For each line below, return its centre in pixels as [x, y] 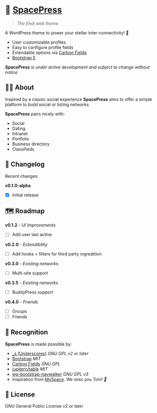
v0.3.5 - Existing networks [32, 283]
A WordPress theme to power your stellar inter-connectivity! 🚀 [67, 33]
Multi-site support [30, 273]
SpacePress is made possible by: [39, 344]
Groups [19, 311]
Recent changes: [22, 176]
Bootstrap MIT [26, 359]
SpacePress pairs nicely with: [35, 114]
